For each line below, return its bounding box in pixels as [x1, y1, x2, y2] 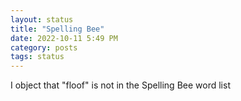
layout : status [10, 14, 74, 25]
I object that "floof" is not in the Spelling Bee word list [10, 79, 231, 91]
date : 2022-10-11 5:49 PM [10, 33, 118, 43]
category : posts [10, 42, 78, 53]
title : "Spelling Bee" [10, 24, 105, 34]
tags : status [10, 52, 65, 62]
